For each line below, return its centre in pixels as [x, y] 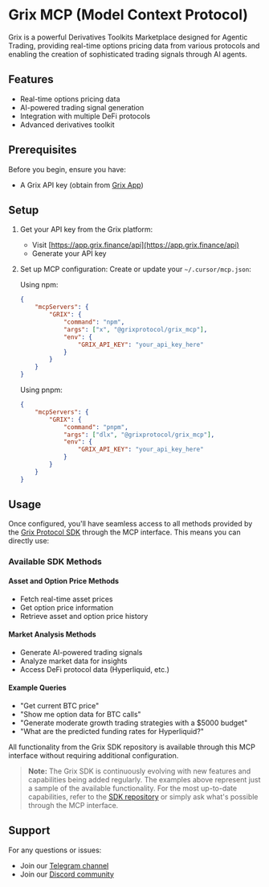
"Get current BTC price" [59, 705]
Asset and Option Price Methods [63, 580]
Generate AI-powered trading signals [81, 652]
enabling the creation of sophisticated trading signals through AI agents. [128, 54]
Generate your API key [69, 254]
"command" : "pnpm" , [96, 427]
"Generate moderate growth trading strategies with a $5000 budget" [134, 723]
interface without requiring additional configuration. [94, 755]
